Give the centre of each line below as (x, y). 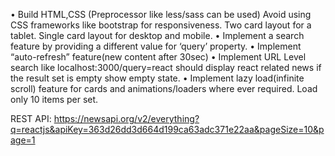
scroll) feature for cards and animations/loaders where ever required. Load (164, 88)
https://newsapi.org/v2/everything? (126, 118)
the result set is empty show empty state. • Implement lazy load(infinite (157, 78)
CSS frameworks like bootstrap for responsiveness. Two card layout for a (161, 25)
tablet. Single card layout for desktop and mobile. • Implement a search (157, 35)
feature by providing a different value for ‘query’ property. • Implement (156, 46)
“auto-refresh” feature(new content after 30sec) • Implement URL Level (158, 57)
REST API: (31, 118)
